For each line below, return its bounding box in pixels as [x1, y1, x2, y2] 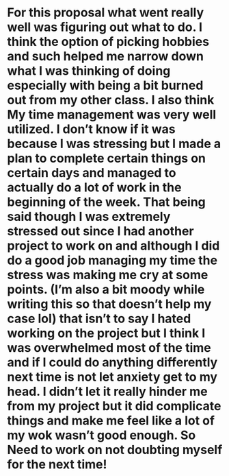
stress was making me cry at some [7, 267, 208, 283]
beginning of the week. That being [7, 194, 206, 210]
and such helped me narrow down [7, 49, 204, 64]
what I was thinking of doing [7, 63, 171, 79]
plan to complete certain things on [7, 151, 206, 166]
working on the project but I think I [7, 326, 206, 341]
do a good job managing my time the [7, 252, 217, 268]
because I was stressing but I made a [7, 136, 221, 152]
